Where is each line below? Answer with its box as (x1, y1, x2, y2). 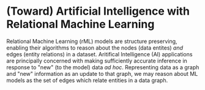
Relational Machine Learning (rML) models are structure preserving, (6, 37, 177, 45)
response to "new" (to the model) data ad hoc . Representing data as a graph (6, 63, 199, 71)
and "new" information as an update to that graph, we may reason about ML (6, 70, 198, 77)
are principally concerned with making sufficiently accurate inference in (6, 57, 188, 64)
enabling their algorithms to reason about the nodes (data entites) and (6, 44, 184, 51)
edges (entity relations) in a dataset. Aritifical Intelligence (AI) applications (6, 50, 193, 58)
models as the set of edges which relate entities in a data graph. (6, 77, 168, 84)
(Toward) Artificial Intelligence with (6, 4, 190, 18)
